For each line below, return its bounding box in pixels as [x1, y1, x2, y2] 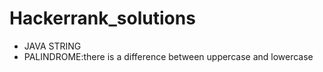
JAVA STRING [23, 40, 82, 52]
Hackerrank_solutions [9, 7, 196, 30]
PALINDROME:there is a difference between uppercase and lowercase [23, 50, 314, 62]
